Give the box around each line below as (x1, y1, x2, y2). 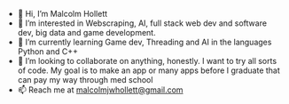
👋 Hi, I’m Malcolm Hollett (17, 9, 108, 19)
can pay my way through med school (17, 75, 153, 84)
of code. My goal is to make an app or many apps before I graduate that (17, 65, 281, 76)
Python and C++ (17, 46, 78, 57)
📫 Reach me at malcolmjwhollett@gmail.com (17, 84, 184, 95)
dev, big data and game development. (17, 28, 157, 37)
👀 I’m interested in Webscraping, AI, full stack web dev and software (17, 18, 268, 28)
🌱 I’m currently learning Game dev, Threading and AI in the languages (17, 36, 272, 47)
